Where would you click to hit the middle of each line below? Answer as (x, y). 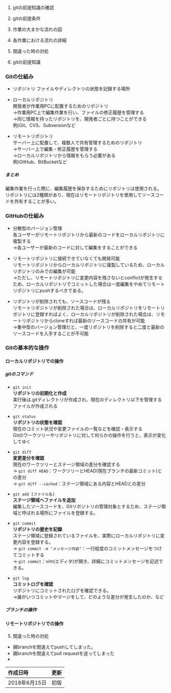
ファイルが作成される (35, 406)
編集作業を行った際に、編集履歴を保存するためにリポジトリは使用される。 (83, 188)
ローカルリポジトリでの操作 (34, 361)
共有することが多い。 (36, 201)
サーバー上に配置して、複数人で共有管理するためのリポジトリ (77, 143)
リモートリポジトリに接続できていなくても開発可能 (66, 258)
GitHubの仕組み (25, 216)
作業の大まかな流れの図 (37, 29)
